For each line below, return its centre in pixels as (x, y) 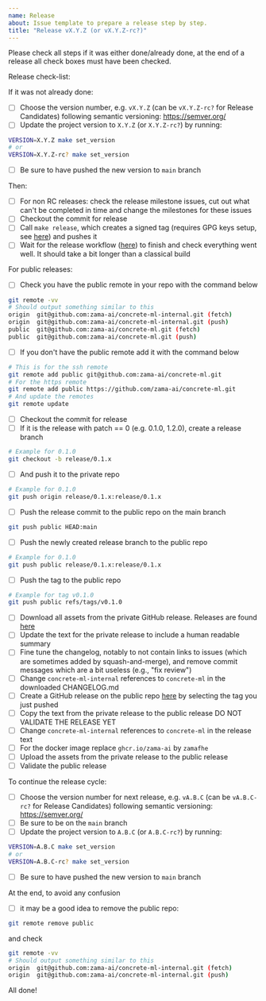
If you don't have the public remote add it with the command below (129, 352)
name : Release (32, 15)
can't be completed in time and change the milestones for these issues (136, 211)
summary (35, 643)
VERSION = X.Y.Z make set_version (62, 140)
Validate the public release (63, 765)
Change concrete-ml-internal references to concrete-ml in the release (135, 730)
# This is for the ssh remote (58, 367)
